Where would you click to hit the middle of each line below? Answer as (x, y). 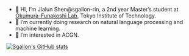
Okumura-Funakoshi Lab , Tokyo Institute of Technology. (86, 16)
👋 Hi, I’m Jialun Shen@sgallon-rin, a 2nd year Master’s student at (97, 9)
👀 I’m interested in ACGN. (47, 35)
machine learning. (38, 28)
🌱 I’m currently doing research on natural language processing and (99, 22)
